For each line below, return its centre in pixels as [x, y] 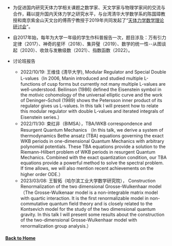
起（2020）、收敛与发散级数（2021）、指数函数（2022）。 [73, 50]
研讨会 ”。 [23, 27]
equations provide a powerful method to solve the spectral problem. [92, 163]
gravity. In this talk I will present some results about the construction [92, 214]
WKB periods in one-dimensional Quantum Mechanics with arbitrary [92, 141]
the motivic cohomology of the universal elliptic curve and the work [91, 95]
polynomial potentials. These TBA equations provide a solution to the [93, 146]
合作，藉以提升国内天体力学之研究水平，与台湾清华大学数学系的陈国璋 [87, 14]
